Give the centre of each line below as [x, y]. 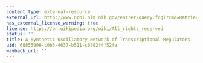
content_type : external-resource [48, 12]
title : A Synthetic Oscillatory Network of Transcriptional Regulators [98, 40]
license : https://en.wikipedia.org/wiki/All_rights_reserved [85, 28]
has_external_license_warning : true [52, 23]
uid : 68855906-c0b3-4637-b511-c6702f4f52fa [62, 46]
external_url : [24, 17]
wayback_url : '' [27, 51]
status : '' [20, 34]
